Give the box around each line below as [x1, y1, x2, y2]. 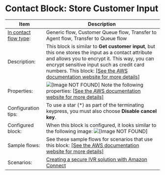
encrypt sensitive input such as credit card [46, 61, 145, 68]
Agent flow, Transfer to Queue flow [46, 35, 127, 42]
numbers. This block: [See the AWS [46, 67, 128, 74]
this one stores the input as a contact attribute [46, 49, 152, 56]
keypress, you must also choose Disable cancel [46, 108, 157, 114]
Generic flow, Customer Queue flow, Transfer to [46, 29, 157, 36]
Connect [46, 162, 66, 169]
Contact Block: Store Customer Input [5, 3, 159, 14]
